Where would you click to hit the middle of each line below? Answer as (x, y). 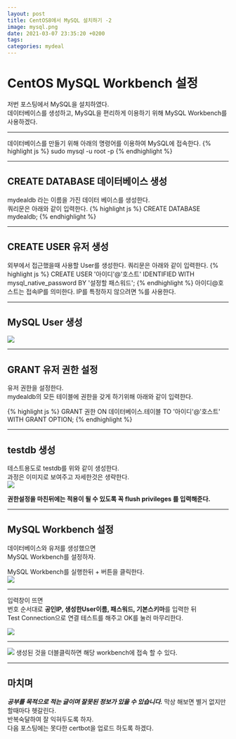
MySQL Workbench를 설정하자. (52, 556)
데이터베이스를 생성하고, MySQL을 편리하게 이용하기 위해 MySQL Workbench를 (117, 112)
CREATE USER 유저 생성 (58, 247)
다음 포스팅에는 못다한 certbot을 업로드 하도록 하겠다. (81, 728)
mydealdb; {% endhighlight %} (52, 216)
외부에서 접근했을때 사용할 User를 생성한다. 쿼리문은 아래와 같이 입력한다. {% (113, 265)
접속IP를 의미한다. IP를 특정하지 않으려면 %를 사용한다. (101, 292)
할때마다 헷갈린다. (32, 710)
